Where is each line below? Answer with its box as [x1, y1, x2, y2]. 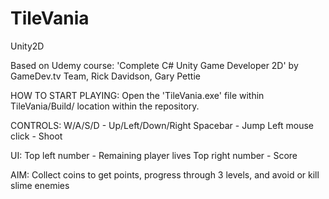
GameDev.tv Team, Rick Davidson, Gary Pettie [10, 70, 201, 82]
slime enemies [10, 179, 70, 191]
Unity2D [10, 40, 45, 52]
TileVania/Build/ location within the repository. [10, 100, 200, 112]
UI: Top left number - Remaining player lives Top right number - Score [10, 149, 298, 161]
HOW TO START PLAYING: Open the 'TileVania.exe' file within [10, 89, 265, 101]
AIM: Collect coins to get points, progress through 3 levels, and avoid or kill [10, 168, 320, 181]
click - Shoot [10, 130, 63, 142]
